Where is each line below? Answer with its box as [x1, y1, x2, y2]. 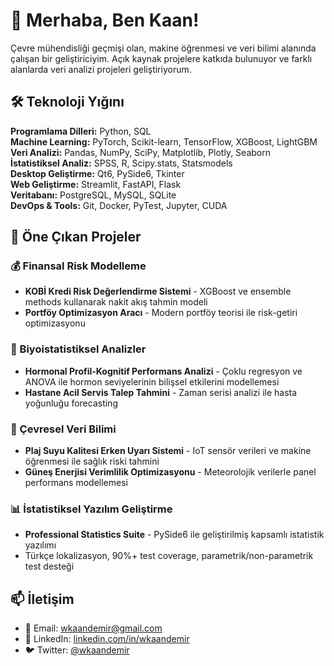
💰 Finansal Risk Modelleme [10, 259, 147, 273]
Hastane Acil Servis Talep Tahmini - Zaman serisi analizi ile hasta [24, 386, 298, 398]
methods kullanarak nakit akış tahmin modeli [24, 296, 208, 308]
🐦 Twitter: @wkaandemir [24, 644, 130, 656]
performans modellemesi [24, 477, 128, 489]
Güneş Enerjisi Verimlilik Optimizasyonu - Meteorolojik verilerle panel [24, 466, 317, 478]
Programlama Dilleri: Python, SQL [10, 125, 152, 137]
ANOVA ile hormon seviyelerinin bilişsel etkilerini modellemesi [24, 375, 280, 388]
